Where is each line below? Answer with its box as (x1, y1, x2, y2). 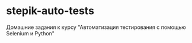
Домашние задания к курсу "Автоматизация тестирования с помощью (6, 24, 187, 31)
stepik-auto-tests (6, 4, 95, 18)
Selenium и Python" (6, 29, 55, 37)
